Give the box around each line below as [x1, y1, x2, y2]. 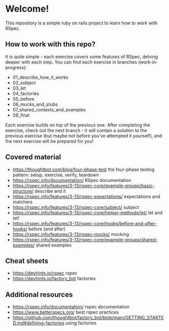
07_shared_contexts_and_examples [12, 106, 86, 112]
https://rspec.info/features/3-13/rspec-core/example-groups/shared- [12, 236, 158, 243]
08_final [12, 112, 29, 118]
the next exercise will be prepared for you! [5, 138, 94, 144]
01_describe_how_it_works [12, 74, 69, 80]
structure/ [12, 188, 34, 194]
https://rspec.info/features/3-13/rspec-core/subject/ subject [12, 204, 139, 210]
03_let [12, 85, 26, 91]
